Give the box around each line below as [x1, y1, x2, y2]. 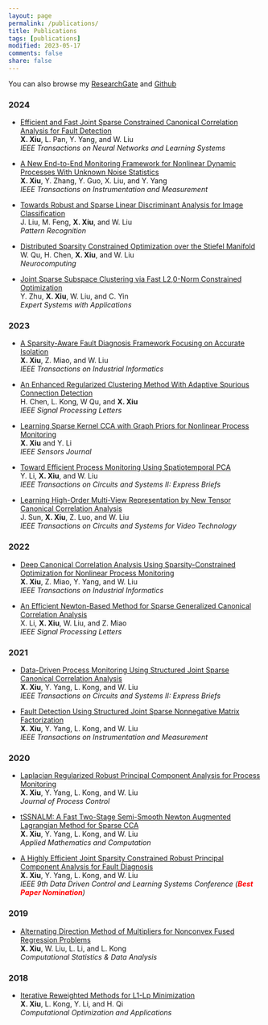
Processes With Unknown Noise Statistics [19, 167, 159, 178]
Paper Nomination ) [19, 888, 86, 897]
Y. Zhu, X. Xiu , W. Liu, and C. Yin [19, 291, 129, 301]
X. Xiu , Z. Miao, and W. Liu [19, 356, 109, 366]
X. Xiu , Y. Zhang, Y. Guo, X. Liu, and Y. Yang [19, 176, 167, 186]
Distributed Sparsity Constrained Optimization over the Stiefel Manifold [19, 241, 256, 251]
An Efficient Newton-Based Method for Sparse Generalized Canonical [19, 600, 252, 610]
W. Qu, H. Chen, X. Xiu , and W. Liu [19, 250, 134, 260]
